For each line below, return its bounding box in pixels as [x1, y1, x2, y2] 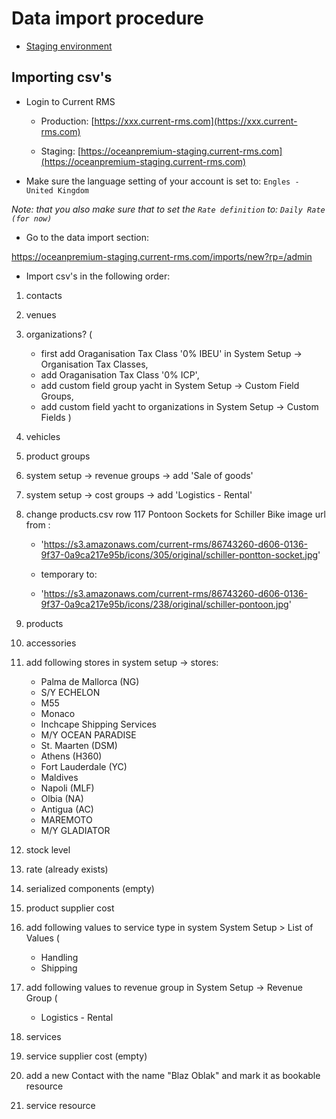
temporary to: [40, 568, 98, 580]
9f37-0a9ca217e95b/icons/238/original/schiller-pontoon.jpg [40, 598, 289, 610]
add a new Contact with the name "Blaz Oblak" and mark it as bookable [25, 1069, 321, 1081]
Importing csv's [11, 69, 113, 86]
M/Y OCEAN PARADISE [40, 728, 137, 741]
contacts [25, 289, 63, 301]
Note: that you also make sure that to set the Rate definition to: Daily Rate [11, 203, 326, 215]
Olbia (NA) [40, 792, 84, 804]
